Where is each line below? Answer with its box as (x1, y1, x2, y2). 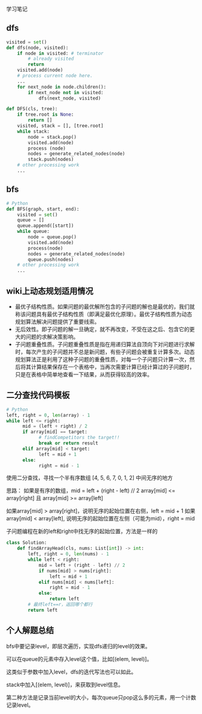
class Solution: (6, 540, 47, 546)
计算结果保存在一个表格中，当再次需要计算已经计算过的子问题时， (31, 363, 195, 370)
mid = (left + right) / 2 (22, 423, 87, 429)
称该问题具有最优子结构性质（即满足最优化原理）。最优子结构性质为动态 (14, 310, 192, 318)
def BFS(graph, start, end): (6, 206, 80, 212)
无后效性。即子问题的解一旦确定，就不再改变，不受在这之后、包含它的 (14, 325, 190, 333)
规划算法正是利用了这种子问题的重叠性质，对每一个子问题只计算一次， (14, 355, 190, 363)
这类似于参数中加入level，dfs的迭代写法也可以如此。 (6, 668, 137, 675)
